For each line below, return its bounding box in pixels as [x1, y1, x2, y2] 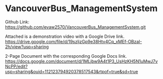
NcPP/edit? [5, 63, 28, 69]
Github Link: [5, 19, 29, 25]
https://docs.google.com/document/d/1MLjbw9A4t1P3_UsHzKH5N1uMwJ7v [5, 58, 158, 64]
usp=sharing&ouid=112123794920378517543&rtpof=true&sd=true [5, 68, 139, 74]
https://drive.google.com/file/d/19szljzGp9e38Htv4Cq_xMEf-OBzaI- [5, 38, 142, 44]
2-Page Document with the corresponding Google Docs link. [5, 53, 127, 59]
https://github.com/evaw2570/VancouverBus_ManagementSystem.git [5, 24, 146, 30]
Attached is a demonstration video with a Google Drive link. [5, 33, 125, 39]
